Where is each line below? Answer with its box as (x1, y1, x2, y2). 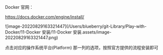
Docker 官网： (5, 4, 34, 10)
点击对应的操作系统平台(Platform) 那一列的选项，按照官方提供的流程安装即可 (5, 45, 159, 50)
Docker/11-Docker (5, 29, 41, 35)
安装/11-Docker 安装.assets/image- (41, 29, 112, 35)
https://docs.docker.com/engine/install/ (5, 14, 84, 19)
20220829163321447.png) (5, 35, 58, 40)
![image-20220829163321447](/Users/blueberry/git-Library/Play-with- (5, 23, 147, 29)
